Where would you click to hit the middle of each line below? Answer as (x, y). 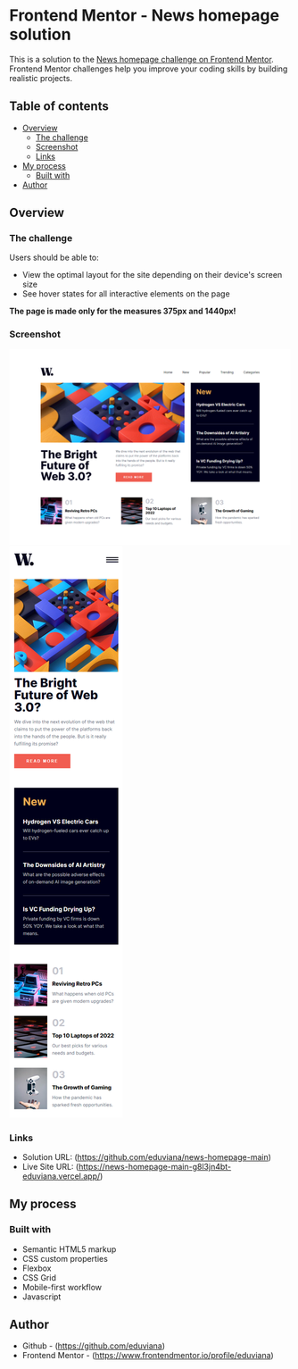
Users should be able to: (54, 258)
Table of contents (59, 107)
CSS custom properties (65, 1258)
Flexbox (37, 1268)
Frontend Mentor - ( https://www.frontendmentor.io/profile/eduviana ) (148, 1356)
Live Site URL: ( (50, 1166)
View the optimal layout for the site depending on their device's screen (152, 275)
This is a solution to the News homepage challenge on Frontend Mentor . (141, 59)
